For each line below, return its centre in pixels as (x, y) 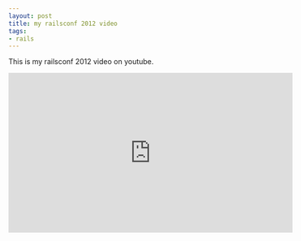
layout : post (30, 16)
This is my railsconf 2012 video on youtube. (81, 62)
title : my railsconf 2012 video (63, 24)
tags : (17, 31)
